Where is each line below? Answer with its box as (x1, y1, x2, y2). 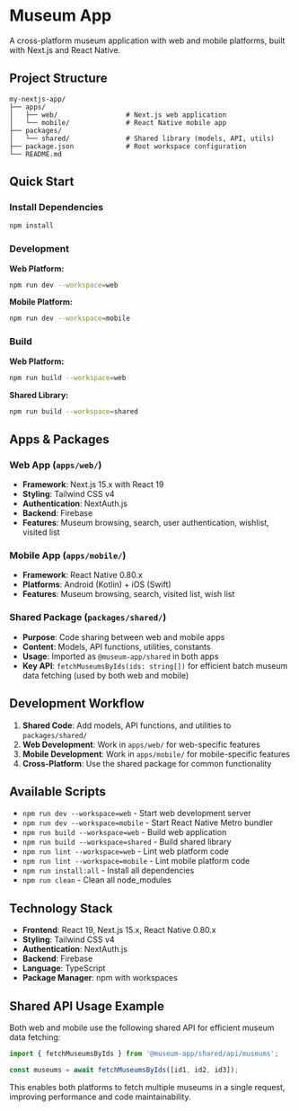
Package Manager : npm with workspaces (22, 973, 178, 983)
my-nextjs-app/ (9, 94, 66, 103)
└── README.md (9, 149, 63, 158)
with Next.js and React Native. (9, 44, 121, 55)
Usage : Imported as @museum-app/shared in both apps (22, 651, 219, 662)
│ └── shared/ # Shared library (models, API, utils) (9, 134, 276, 143)
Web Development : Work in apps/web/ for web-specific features (22, 739, 260, 750)
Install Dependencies (9, 201, 104, 214)
